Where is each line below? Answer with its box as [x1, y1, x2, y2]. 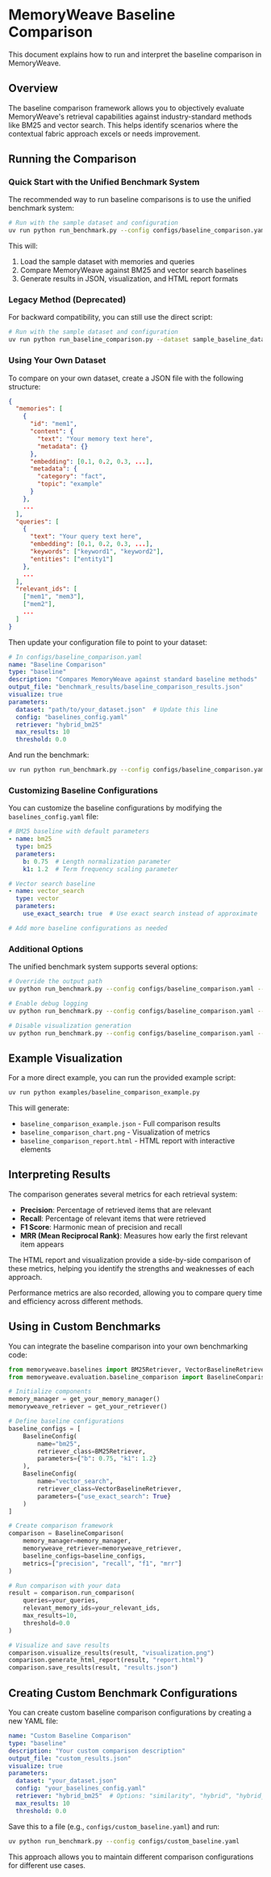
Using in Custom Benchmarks [8, 1319, 161, 1334]
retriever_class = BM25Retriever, [37, 1447, 147, 1455]
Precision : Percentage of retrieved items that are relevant [19, 1205, 212, 1214]
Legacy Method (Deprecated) [8, 294, 127, 305]
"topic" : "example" [37, 480, 103, 488]
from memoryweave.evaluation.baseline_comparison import [8, 1373, 204, 1381]
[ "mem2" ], [23, 600, 56, 608]
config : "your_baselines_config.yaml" [15, 1784, 147, 1793]
